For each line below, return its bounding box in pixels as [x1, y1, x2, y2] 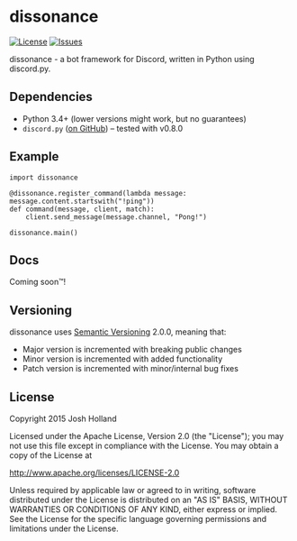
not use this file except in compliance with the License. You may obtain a [9, 440, 279, 451]
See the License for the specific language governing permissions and [9, 514, 267, 524]
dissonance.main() [9, 228, 78, 237]
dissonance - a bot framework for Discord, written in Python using [9, 53, 255, 64]
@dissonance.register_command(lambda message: [9, 188, 187, 197]
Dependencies [9, 89, 93, 105]
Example [9, 149, 59, 164]
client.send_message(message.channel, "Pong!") [25, 212, 207, 222]
